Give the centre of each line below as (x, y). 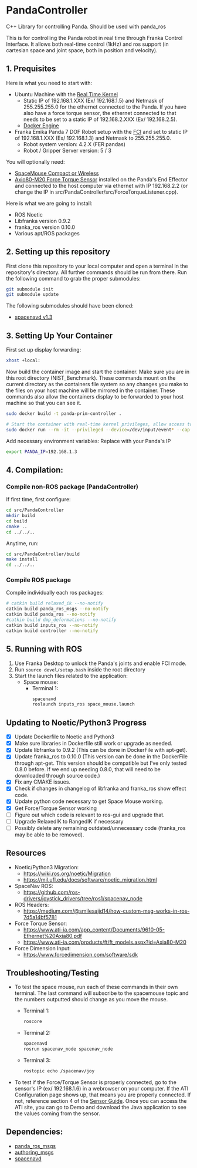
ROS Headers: (32, 904)
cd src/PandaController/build (43, 554)
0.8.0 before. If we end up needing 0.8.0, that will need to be (88, 769)
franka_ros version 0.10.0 (45, 227)
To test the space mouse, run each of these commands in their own (96, 987)
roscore (33, 1022)
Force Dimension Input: (43, 948)
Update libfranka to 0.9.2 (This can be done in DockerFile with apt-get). (101, 750)
